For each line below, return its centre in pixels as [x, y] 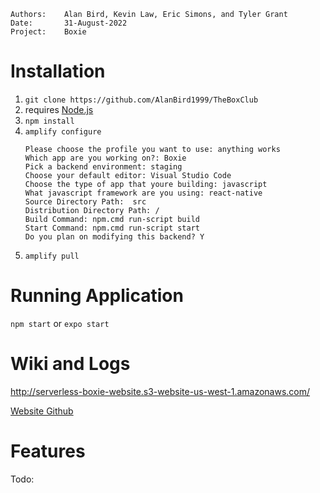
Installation [58, 71]
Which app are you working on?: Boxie [105, 158]
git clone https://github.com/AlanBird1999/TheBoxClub [141, 100]
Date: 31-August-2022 [69, 23]
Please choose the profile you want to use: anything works [152, 149]
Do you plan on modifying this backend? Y [114, 236]
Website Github [42, 411]
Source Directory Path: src [85, 201]
